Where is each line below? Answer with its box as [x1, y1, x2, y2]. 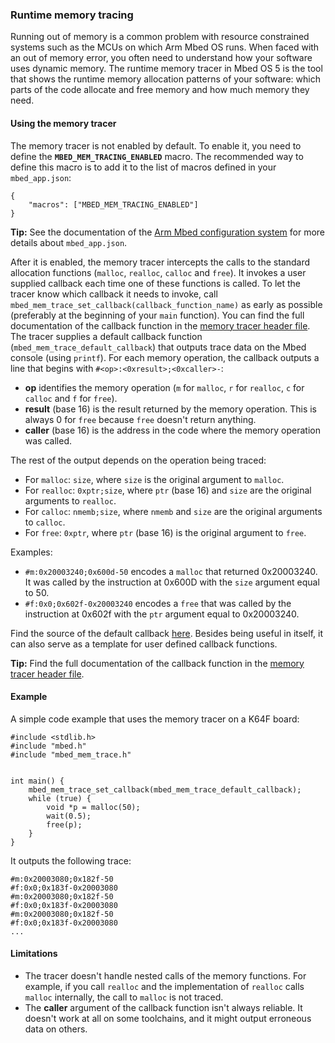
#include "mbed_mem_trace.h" [10, 749, 132, 760]
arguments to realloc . [24, 494, 117, 507]
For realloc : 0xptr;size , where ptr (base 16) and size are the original [24, 484, 312, 496]
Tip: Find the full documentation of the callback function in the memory [10, 657, 305, 669]
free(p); [46, 819, 83, 830]
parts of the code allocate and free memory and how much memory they [10, 84, 310, 96]
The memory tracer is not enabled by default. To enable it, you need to [10, 139, 302, 152]
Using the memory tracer [10, 117, 117, 129]
